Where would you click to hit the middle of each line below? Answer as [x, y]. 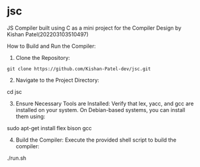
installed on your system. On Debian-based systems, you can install [100, 110]
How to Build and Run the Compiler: [52, 46]
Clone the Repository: [43, 57]
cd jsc [15, 91]
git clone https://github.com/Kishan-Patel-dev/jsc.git [79, 69]
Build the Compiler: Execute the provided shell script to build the [96, 140]
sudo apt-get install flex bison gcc [49, 128]
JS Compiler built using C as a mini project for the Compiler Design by [94, 28]
